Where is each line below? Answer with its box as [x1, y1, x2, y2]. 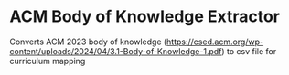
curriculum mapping [9, 55, 86, 66]
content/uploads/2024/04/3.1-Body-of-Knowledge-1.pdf [9, 45, 222, 56]
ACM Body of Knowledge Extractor [9, 6, 281, 27]
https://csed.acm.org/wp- [166, 36, 263, 47]
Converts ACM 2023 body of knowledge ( [9, 36, 167, 47]
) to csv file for [221, 45, 277, 56]
